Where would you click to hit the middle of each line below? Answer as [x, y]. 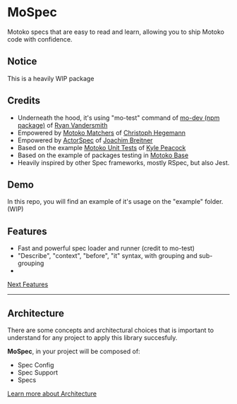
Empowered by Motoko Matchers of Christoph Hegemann [101, 133]
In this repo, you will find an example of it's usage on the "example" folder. [115, 202]
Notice [22, 62]
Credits [24, 100]
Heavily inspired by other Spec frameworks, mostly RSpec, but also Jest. [123, 162]
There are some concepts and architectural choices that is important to [110, 330]
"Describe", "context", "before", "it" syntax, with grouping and [107, 256]
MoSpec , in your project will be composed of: [74, 351]
